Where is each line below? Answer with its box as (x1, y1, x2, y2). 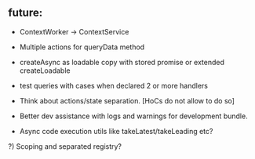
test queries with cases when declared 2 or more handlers (19, 81, 208, 90)
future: (8, 6, 43, 20)
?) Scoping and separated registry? (8, 141, 122, 151)
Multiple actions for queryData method (19, 42, 145, 52)
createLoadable (19, 66, 71, 75)
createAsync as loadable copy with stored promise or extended (19, 57, 225, 67)
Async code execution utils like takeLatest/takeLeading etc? (19, 126, 213, 136)
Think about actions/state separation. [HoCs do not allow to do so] (19, 96, 235, 105)
